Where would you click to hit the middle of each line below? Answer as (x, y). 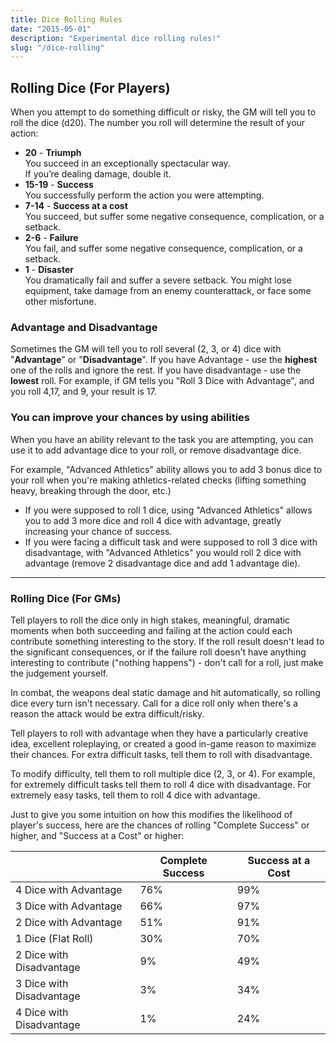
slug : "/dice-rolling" (57, 47)
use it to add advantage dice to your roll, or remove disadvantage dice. (156, 450)
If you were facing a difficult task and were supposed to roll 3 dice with (171, 542)
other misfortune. (60, 302)
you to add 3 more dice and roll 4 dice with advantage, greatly (153, 520)
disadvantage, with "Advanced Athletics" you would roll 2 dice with (163, 552)
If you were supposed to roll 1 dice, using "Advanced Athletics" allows (168, 510)
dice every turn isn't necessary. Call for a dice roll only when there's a (154, 703)
